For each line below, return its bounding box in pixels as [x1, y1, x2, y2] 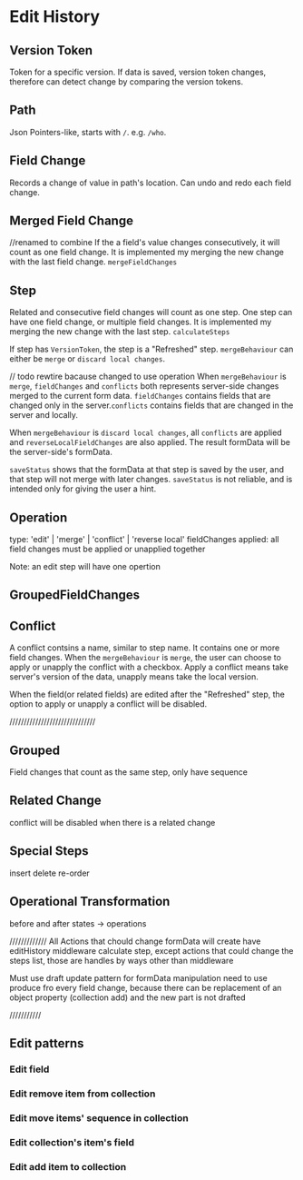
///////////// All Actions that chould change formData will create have [9, 936, 261, 947]
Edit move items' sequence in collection [9, 1111, 189, 1124]
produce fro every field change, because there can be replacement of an [9, 982, 282, 993]
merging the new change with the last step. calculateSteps [9, 326, 230, 337]
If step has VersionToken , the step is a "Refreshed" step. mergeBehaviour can [9, 343, 294, 355]
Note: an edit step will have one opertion [9, 561, 161, 572]
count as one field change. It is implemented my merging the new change [9, 247, 284, 258]
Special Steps [9, 843, 89, 859]
